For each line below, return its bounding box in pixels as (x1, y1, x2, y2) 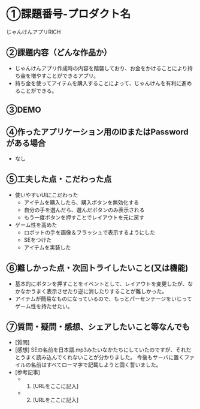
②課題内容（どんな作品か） (6, 47, 112, 58)
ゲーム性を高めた (14, 221, 57, 228)
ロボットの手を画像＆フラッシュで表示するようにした (23, 228, 156, 236)
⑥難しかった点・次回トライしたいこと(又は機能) (6, 263, 189, 273)
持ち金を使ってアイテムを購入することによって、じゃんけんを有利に (14, 79, 181, 86)
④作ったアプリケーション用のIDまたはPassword (6, 127, 189, 137)
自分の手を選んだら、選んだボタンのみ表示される (23, 206, 145, 213)
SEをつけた (23, 236, 52, 243)
